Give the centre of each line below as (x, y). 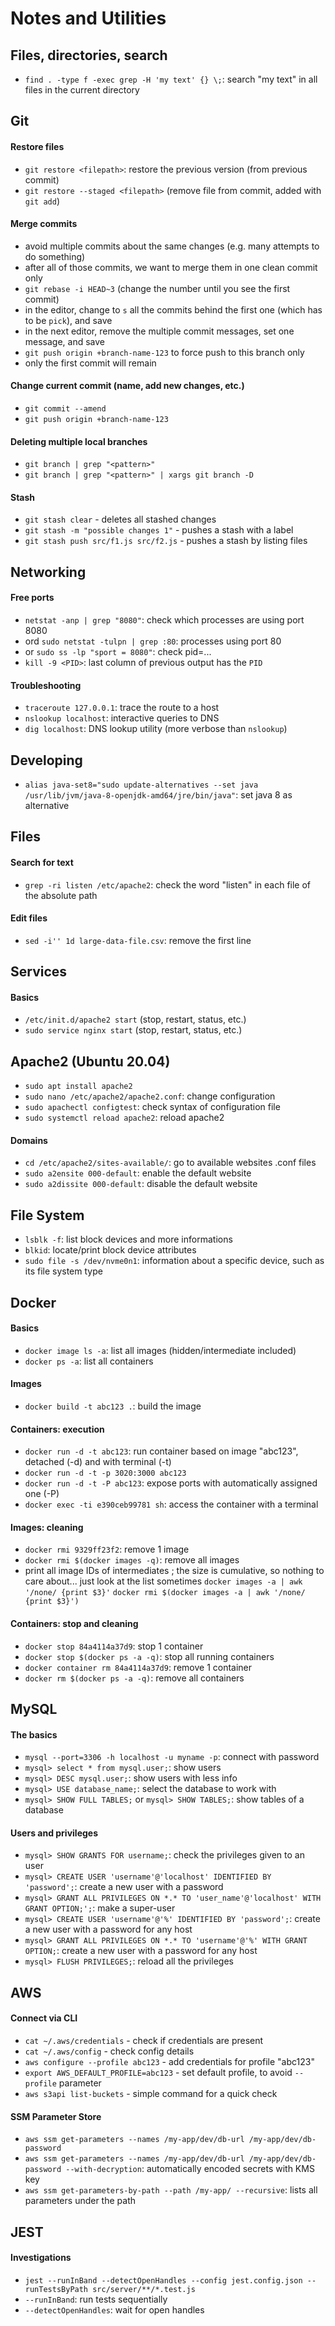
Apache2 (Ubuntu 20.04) (90, 1061)
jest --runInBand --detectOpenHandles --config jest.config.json (163, 2280)
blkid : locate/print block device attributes (110, 1250)
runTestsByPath (56, 2289)
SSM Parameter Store (56, 2116)
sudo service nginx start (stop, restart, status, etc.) (133, 1030)
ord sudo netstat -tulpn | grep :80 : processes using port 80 (153, 641)
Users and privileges (54, 1833)
